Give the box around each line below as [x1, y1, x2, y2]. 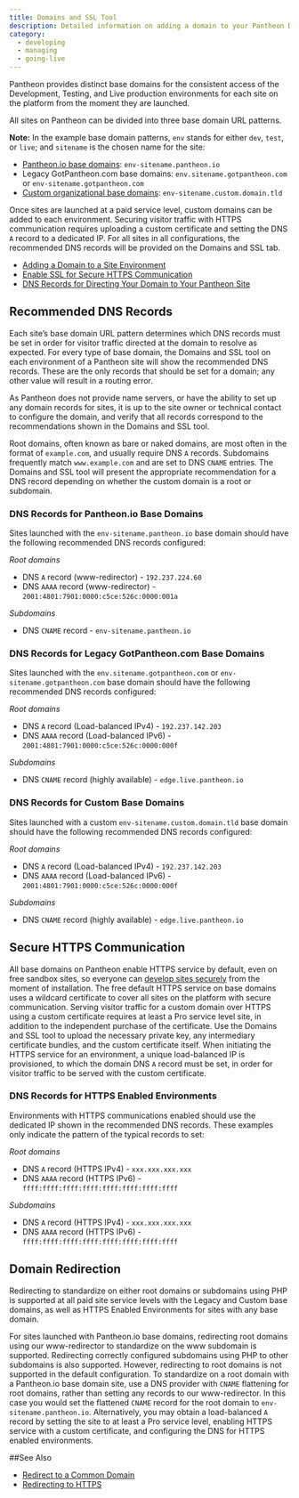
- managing [17, 46, 58, 55]
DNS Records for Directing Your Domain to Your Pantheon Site [21, 279, 251, 289]
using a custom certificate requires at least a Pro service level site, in [9, 1011, 262, 1022]
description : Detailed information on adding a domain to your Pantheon [9, 21, 285, 30]
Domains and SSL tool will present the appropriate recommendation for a [9, 466, 277, 477]
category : [9, 29, 46, 38]
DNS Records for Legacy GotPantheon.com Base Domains [9, 647, 265, 660]
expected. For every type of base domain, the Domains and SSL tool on [9, 346, 271, 357]
